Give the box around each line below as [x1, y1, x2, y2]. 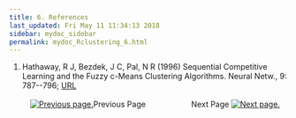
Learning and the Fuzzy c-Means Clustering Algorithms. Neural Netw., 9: [21, 71, 287, 82]
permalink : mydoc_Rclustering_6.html [9, 37, 148, 47]
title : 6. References [9, 12, 89, 22]
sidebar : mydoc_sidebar [9, 29, 97, 38]
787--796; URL [21, 80, 77, 91]
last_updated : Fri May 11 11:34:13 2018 [9, 21, 161, 30]
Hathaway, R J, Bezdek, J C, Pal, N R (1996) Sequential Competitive [21, 62, 268, 72]
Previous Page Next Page [93, 99, 230, 110]
